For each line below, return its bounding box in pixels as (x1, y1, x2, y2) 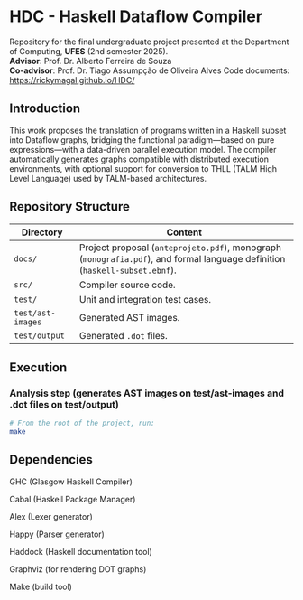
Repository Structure (9, 199, 131, 214)
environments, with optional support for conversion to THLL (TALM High (9, 163, 278, 173)
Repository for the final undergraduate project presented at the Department (9, 36, 289, 47)
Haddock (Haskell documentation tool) (9, 546, 153, 557)
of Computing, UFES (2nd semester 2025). (9, 45, 169, 56)
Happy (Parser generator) (9, 529, 106, 539)
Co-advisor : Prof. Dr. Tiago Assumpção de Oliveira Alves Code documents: (9, 65, 290, 76)
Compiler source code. (78, 278, 176, 291)
